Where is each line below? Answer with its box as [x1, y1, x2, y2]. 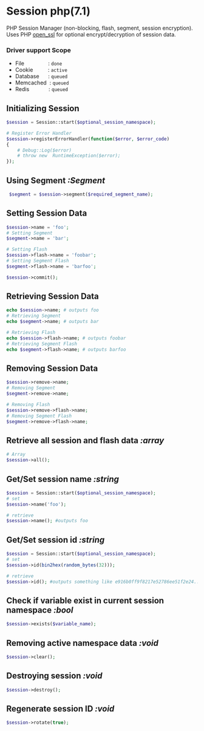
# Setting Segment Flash [6, 258, 69, 264]
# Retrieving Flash [6, 330, 56, 336]
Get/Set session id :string [6, 534, 105, 545]
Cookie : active [15, 66, 68, 73]
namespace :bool [6, 605, 73, 615]
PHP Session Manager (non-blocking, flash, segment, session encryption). [6, 24, 193, 32]
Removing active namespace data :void [6, 637, 159, 648]
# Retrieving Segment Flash [6, 341, 78, 347]
